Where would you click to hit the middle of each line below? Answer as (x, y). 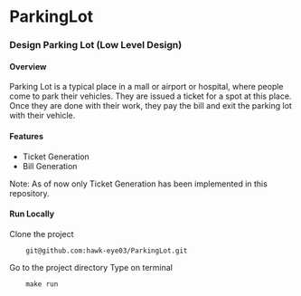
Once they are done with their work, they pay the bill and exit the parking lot (150, 106)
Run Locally (32, 214)
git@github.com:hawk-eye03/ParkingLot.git (107, 251)
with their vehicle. (42, 116)
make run (42, 284)
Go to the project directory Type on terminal (91, 267)
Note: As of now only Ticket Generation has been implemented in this (139, 184)
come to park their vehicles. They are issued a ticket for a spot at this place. (150, 96)
